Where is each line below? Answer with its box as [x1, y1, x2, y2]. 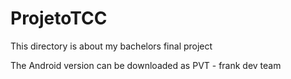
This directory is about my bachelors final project [10, 40, 213, 52]
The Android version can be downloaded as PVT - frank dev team [10, 59, 282, 71]
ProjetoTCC [10, 7, 108, 30]
